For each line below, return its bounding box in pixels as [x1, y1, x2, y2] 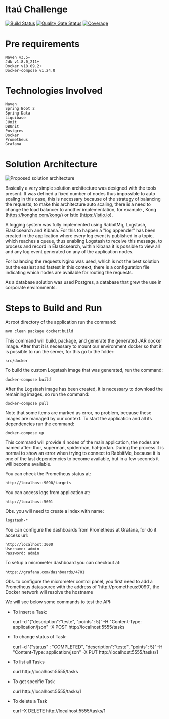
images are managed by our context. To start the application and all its [5, 415, 152, 421]
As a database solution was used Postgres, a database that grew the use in [5, 279, 162, 285]
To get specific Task [12, 678, 55, 685]
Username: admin [5, 546, 39, 551]
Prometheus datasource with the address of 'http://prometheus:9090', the [5, 584, 160, 590]
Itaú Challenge [5, 4, 68, 15]
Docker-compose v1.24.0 [5, 68, 56, 73]
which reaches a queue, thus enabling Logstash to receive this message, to [5, 238, 163, 244]
